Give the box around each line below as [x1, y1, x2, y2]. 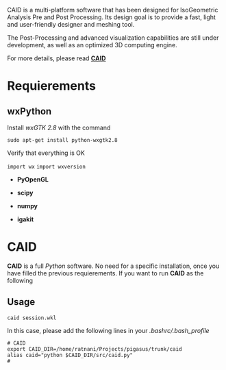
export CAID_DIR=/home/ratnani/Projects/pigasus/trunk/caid [7, 345, 183, 352]
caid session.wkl [7, 314, 57, 321]
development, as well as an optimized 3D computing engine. [7, 41, 177, 49]
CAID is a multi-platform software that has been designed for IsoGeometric [7, 6, 218, 14]
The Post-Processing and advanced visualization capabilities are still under [7, 34, 219, 42]
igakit [16, 215, 34, 223]
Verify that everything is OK [7, 149, 86, 157]
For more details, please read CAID [7, 54, 106, 62]
